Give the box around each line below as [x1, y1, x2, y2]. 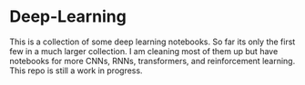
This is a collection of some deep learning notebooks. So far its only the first [9, 36, 296, 47]
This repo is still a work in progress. [9, 65, 143, 76]
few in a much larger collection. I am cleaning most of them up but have [9, 45, 279, 56]
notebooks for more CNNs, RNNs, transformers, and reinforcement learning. [9, 55, 296, 66]
